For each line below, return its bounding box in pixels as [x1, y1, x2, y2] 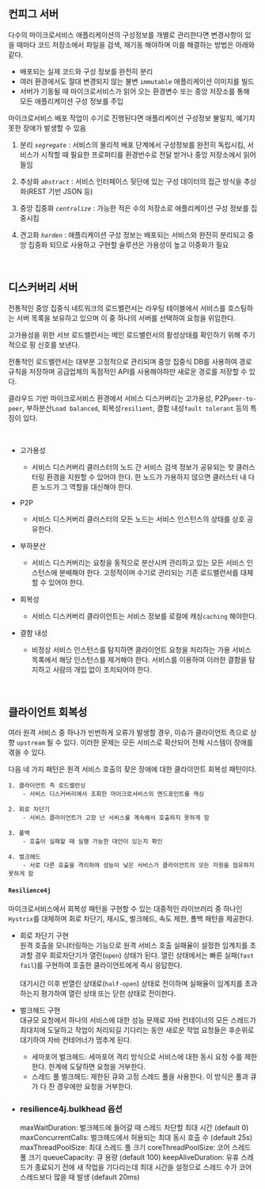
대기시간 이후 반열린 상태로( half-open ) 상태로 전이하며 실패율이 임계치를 [19, 978, 243, 988]
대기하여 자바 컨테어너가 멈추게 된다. [19, 1035, 132, 1044]
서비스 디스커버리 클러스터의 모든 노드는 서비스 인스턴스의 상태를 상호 [31, 514, 245, 524]
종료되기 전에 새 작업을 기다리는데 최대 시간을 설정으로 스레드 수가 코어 [34, 1162, 252, 1172]
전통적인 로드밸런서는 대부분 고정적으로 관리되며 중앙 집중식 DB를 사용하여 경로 [8, 356, 252, 366]
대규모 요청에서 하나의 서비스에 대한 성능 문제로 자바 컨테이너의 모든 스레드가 [19, 1015, 257, 1024]
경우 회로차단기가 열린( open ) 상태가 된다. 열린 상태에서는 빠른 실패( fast [34, 950, 255, 960]
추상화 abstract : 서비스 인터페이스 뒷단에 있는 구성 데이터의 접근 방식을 [19, 177, 243, 186]
